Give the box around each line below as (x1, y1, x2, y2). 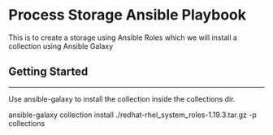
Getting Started (8, 65, 89, 79)
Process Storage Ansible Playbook (8, 6, 246, 24)
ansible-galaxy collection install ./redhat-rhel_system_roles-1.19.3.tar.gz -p (8, 110, 258, 120)
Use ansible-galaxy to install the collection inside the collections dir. (8, 94, 236, 103)
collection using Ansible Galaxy (8, 41, 114, 50)
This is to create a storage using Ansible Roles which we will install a (8, 33, 238, 42)
